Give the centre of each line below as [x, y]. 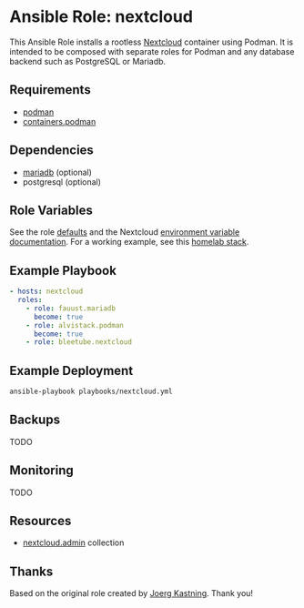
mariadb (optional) [57, 172]
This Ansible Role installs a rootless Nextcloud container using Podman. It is [152, 42]
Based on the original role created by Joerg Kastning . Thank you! [131, 593]
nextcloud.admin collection [73, 542]
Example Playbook [63, 270]
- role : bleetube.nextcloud [79, 342]
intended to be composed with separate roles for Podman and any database [152, 51]
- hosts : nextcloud [46, 292]
